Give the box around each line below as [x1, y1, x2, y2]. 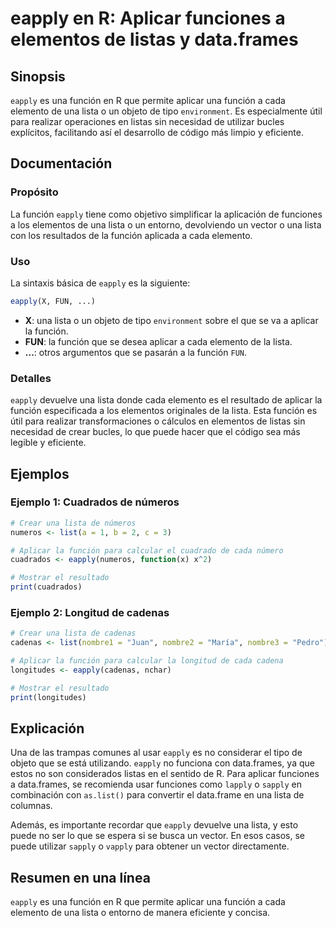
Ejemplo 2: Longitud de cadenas [10, 606, 170, 620]
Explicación [10, 720, 85, 737]
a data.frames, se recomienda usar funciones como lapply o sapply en [10, 778, 302, 791]
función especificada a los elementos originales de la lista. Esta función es [10, 405, 318, 417]
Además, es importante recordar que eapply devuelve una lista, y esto [10, 819, 299, 831]
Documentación [10, 155, 113, 172]
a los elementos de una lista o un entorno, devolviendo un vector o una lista [10, 218, 322, 231]
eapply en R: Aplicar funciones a [10, 7, 286, 30]
